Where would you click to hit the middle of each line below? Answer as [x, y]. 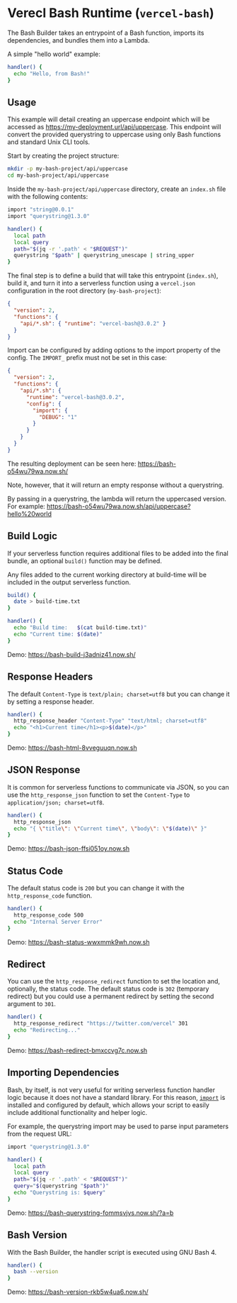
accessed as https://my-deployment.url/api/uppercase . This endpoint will [114, 127]
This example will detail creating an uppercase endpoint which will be [109, 119]
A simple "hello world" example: [54, 54]
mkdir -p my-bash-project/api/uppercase [68, 169]
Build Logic [33, 536]
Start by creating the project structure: [63, 156]
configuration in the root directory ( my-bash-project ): [84, 291]
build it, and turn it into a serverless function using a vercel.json [102, 283]
